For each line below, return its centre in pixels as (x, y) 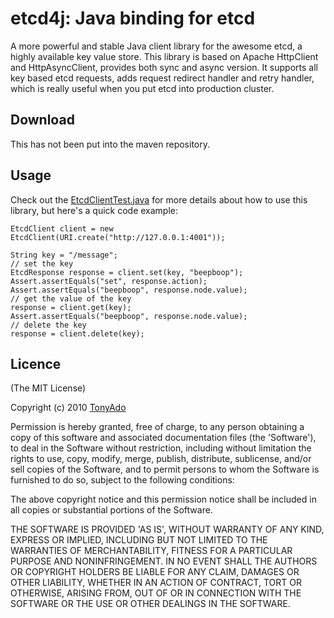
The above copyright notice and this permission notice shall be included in (163, 499)
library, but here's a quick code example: (94, 210)
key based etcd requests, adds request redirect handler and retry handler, (162, 78)
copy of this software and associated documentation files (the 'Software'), (163, 438)
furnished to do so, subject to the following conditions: (122, 480)
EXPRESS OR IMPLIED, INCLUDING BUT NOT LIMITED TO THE (139, 540)
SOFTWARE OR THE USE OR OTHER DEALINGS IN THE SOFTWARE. (150, 604)
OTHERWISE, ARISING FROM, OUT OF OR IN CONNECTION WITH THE (156, 593)
